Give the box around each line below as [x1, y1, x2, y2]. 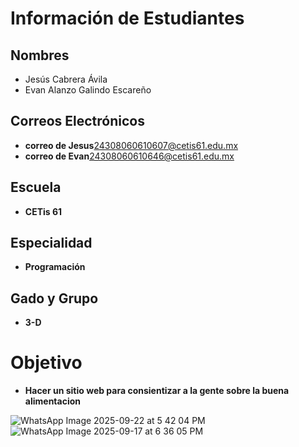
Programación [24, 261, 86, 273]
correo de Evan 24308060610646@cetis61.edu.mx [24, 150, 235, 162]
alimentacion [24, 395, 82, 407]
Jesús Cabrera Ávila [24, 73, 108, 85]
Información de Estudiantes [10, 7, 245, 30]
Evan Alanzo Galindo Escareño [24, 84, 152, 96]
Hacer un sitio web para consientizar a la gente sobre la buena [24, 385, 290, 397]
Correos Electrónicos [10, 113, 145, 130]
